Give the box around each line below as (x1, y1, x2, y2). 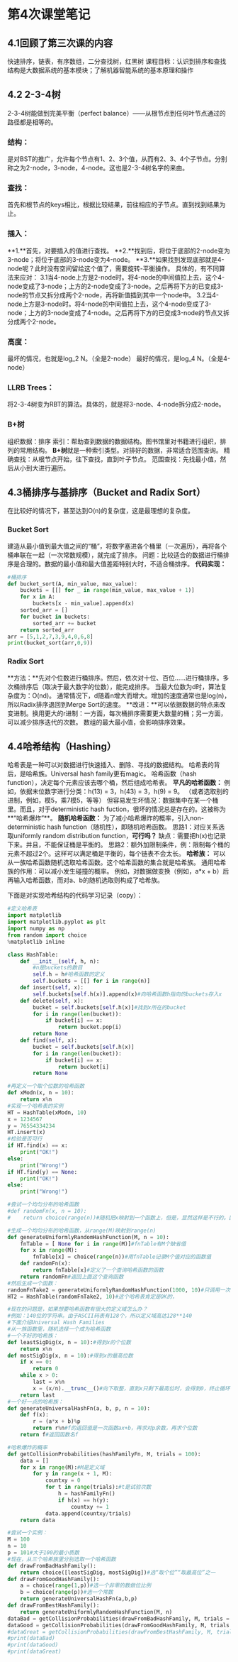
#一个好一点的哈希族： (7, 1398, 64, 1405)
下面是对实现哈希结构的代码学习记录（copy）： (7, 891, 143, 900)
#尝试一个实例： (7, 1529, 48, 1536)
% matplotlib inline (7, 938, 65, 945)
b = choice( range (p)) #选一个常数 (20, 1589, 113, 1596)
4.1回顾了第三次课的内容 (7, 37, 113, 49)
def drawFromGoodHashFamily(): (7, 1575, 100, 1583)
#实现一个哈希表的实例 (7, 1102, 64, 1109)
